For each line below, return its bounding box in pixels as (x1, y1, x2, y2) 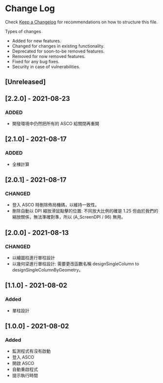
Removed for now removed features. (12, 53, 86, 59)
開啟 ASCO (12, 361, 35, 366)
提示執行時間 (12, 373, 38, 379)
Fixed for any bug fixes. (12, 58, 60, 64)
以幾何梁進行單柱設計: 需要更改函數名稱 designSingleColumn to (12, 261, 140, 267)
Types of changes (5, 28, 41, 34)
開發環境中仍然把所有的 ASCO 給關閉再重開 (12, 121, 100, 127)
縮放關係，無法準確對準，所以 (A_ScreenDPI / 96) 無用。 (12, 214, 126, 220)
